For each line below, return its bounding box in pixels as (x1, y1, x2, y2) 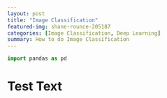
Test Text (7, 79, 63, 95)
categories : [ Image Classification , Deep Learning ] (7, 29, 161, 37)
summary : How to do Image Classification (7, 36, 130, 43)
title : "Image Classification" (7, 17, 99, 24)
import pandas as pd (7, 55, 68, 63)
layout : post (7, 10, 45, 17)
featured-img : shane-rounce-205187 (7, 23, 111, 30)
